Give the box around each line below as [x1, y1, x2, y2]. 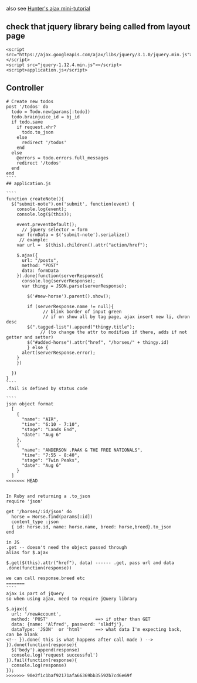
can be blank [6, 631, 38, 637]
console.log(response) [11, 662, 67, 668]
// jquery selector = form [21, 227, 88, 233]
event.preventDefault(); [16, 221, 77, 227]
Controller [6, 83, 44, 93]
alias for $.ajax [6, 549, 49, 555]
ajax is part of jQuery [6, 590, 64, 596]
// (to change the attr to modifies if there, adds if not [40, 329, 188, 335]
